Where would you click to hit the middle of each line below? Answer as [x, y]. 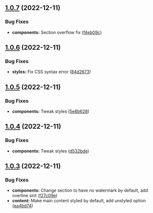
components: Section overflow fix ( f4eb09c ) [57, 32]
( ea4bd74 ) [23, 206]
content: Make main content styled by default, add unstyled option [79, 201]
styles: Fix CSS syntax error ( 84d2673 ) [51, 72]
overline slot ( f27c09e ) [35, 196]
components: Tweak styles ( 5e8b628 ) [51, 111]
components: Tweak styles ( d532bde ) [51, 151]
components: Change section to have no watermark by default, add [80, 190]
